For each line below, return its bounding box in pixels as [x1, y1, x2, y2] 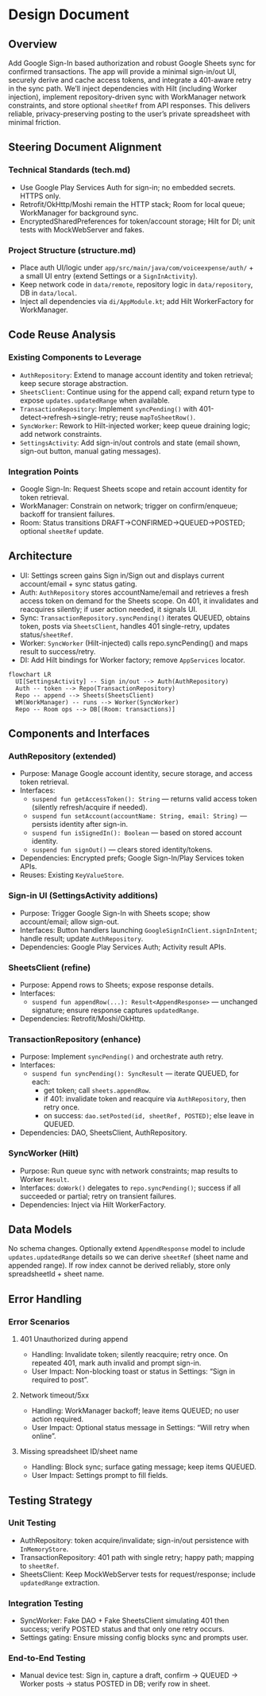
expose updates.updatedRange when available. [19, 396, 171, 405]
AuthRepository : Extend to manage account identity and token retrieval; [19, 370, 253, 380]
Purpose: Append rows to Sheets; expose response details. [19, 981, 214, 990]
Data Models [8, 1223, 72, 1237]
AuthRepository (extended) [8, 751, 117, 762]
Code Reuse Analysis [8, 328, 117, 341]
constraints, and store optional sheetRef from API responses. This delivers [8, 101, 251, 110]
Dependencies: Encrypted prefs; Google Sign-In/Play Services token [19, 853, 245, 863]
